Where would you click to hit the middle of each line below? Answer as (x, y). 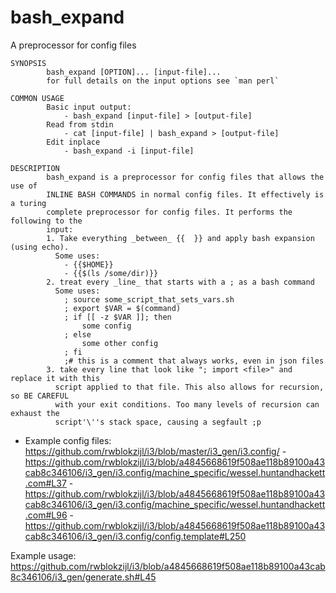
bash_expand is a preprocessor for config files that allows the (185, 177)
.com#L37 (45, 483)
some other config (120, 343)
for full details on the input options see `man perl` (163, 81)
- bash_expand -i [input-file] (129, 151)
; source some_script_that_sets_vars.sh (149, 299)
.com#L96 (46, 515)
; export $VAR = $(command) (122, 308)
